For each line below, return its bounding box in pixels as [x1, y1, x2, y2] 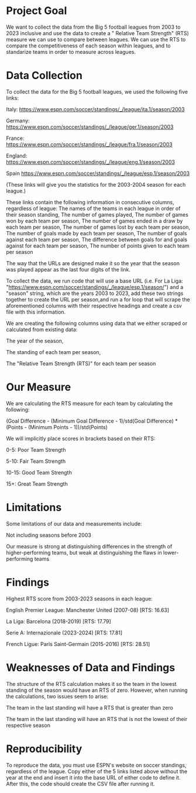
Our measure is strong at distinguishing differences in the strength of [6, 543, 173, 550]
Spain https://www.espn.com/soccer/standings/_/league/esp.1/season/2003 [6, 170, 190, 177]
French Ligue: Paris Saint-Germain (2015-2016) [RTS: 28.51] [6, 640, 150, 647]
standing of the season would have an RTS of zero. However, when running [6, 686, 188, 694]
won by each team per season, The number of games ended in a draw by [6, 217, 183, 224]
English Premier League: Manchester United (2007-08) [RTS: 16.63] [6, 606, 170, 613]
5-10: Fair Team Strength [6, 458, 66, 465]
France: [6, 135, 25, 142]
